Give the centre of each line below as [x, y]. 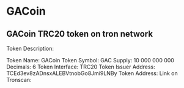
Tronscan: [19, 80]
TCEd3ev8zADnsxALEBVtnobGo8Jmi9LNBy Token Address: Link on [92, 73]
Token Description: [30, 48]
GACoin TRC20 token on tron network [80, 34]
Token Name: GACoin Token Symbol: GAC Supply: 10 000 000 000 [90, 60]
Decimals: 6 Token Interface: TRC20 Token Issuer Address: [81, 67]
